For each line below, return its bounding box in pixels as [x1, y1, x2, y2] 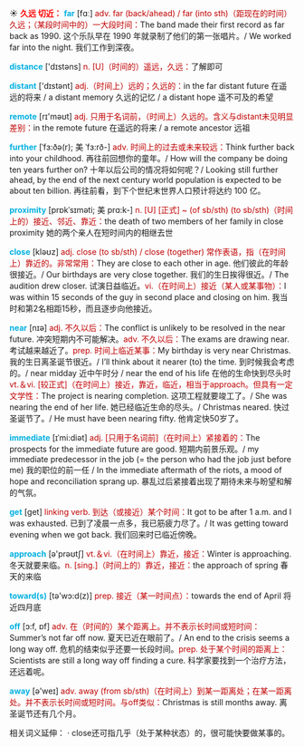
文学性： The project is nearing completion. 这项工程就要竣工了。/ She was [9, 391, 288, 401]
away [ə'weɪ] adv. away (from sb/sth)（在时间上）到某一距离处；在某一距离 [9, 685, 292, 696]
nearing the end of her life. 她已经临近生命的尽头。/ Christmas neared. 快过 [9, 402, 290, 412]
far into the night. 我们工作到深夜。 [9, 42, 139, 53]
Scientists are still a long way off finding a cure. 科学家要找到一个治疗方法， [9, 655, 291, 665]
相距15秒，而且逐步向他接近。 [45, 303, 157, 314]
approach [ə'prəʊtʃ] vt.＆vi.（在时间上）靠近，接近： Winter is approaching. [9, 548, 292, 559]
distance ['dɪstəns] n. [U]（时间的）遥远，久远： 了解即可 [9, 62, 223, 72]
